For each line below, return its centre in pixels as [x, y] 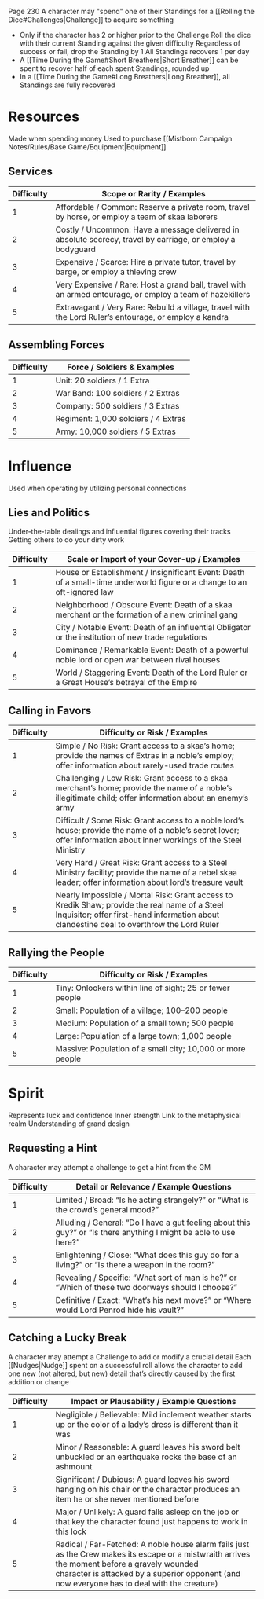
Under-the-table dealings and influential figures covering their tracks [119, 532]
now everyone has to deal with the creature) [137, 1583]
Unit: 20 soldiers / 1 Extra [103, 380]
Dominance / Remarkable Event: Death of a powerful [152, 650]
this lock [71, 1531]
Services [31, 172]
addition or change [38, 1381]
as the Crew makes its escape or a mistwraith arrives [153, 1553]
